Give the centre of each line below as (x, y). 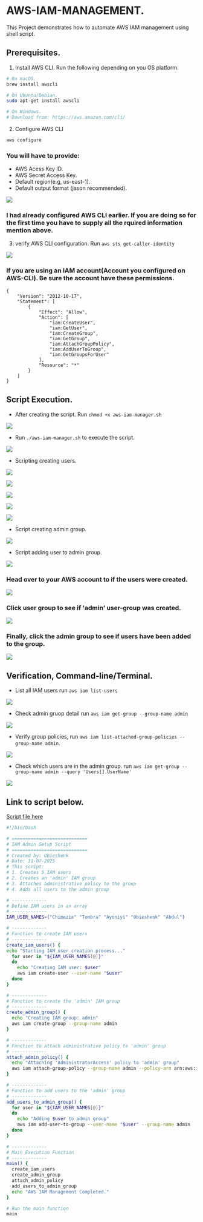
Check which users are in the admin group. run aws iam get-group (97, 766)
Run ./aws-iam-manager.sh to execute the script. (75, 437)
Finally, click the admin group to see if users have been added (99, 636)
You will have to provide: (43, 155)
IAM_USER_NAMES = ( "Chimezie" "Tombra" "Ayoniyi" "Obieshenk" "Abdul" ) (96, 917)
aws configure (24, 140)
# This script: (25, 867)
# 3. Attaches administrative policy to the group (71, 884)
